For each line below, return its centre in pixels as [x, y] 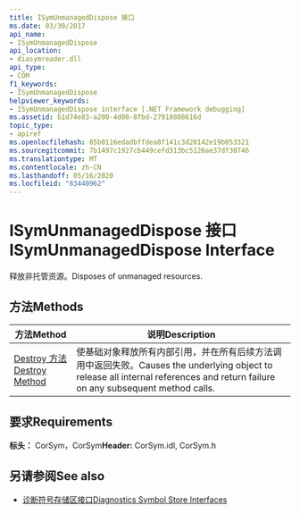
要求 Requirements [61, 422]
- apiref [25, 134]
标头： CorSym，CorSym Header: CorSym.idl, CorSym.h [113, 445]
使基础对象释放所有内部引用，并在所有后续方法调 [179, 351]
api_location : [36, 51]
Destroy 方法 [40, 358]
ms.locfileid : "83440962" [57, 184]
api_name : [28, 34]
